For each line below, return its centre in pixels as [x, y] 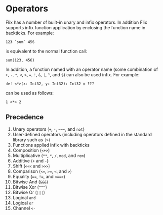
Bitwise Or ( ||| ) [29, 192]
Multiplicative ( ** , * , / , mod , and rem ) [49, 155]
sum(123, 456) [20, 60]
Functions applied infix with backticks [51, 145]
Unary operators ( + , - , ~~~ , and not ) [49, 129]
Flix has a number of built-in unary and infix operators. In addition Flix [76, 22]
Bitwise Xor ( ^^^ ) [30, 187]
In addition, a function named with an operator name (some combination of [82, 69]
